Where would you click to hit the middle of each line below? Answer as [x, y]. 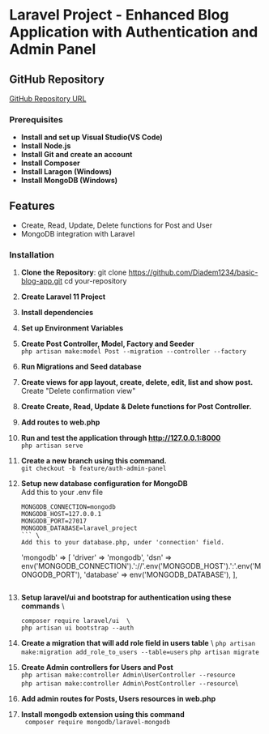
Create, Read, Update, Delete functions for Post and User [117, 225]
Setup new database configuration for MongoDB [105, 484]
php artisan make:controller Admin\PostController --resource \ [129, 683]
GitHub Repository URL [48, 98]
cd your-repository [96, 281]
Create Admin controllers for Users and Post [97, 668]
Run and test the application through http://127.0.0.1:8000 [121, 438]
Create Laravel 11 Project [63, 297]
